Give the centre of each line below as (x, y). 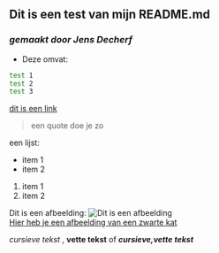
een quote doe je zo (67, 126)
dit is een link (33, 109)
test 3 (21, 92)
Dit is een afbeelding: (48, 213)
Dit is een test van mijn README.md (109, 15)
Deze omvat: (45, 59)
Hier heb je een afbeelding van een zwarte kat (93, 222)
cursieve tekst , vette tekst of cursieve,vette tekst (102, 240)
